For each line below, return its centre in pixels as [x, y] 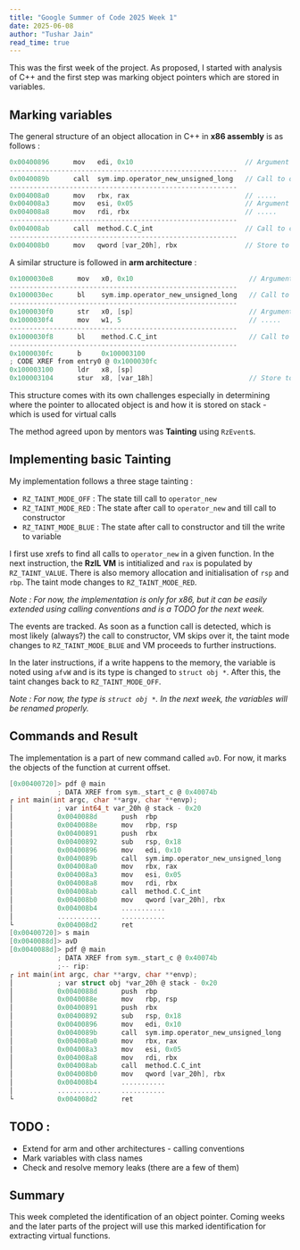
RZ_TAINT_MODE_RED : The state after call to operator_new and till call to [149, 508]
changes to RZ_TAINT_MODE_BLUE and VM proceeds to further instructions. [143, 645]
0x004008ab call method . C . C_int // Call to [147, 229]
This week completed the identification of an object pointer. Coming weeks [147, 1217]
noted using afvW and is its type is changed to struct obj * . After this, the [145, 671]
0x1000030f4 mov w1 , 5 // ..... [145, 321]
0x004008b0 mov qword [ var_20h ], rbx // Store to [150, 245]
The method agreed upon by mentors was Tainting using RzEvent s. [133, 432]
